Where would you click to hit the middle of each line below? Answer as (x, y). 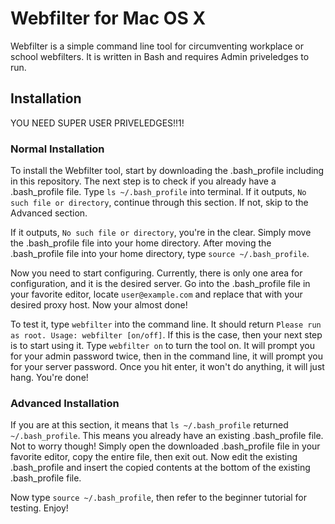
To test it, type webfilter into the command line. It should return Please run (166, 324)
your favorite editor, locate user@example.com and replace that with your (156, 294)
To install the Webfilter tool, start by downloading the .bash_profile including (167, 171)
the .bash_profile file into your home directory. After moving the (141, 243)
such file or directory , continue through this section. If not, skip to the (159, 203)
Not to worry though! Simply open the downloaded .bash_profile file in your (165, 446)
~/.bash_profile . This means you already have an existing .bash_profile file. (167, 436)
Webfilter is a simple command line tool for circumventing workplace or (157, 46)
